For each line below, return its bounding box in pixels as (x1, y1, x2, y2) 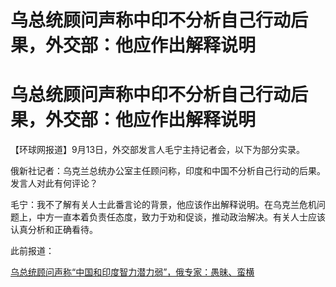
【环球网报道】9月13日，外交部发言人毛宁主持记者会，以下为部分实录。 (10, 144, 306, 156)
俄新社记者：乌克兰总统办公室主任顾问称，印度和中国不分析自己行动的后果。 (10, 165, 326, 177)
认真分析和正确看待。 (10, 224, 98, 236)
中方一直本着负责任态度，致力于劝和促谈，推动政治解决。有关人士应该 (36, 211, 326, 223)
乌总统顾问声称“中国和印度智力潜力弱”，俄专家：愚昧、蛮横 (10, 266, 255, 278)
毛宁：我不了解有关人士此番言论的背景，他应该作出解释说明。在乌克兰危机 (10, 199, 317, 211)
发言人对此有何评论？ (10, 177, 98, 190)
